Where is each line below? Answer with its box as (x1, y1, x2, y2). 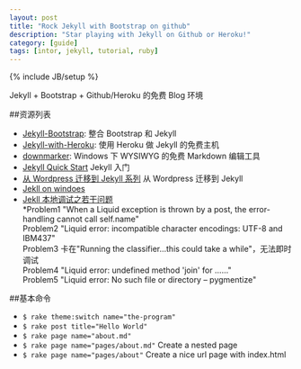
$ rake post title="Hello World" (22, 322, 148, 331)
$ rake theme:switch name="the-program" (22, 312, 176, 322)
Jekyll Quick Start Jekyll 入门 (22, 162, 130, 173)
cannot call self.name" (57, 213, 139, 225)
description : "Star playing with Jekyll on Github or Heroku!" (9, 30, 252, 39)
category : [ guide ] (9, 38, 78, 48)
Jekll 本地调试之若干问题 (22, 194, 114, 205)
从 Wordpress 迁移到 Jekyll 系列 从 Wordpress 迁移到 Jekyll (22, 173, 243, 184)
